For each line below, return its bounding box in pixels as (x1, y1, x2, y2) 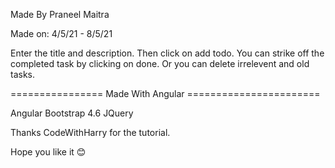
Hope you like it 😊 (10, 146, 87, 158)
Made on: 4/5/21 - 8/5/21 (10, 28, 113, 39)
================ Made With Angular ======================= (10, 88, 321, 99)
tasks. (10, 69, 36, 80)
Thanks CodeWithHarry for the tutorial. (10, 127, 171, 138)
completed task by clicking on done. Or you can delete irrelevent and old (10, 58, 310, 69)
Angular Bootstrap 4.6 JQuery (10, 107, 134, 119)
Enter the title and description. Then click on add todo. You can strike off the (10, 47, 325, 59)
